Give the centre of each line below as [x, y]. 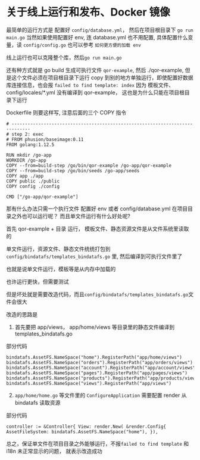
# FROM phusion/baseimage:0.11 [45, 139]
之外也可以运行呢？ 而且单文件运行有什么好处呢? [71, 216]
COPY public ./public [33, 181]
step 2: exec [28, 134]
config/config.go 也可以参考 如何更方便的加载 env [82, 45]
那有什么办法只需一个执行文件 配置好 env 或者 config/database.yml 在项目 [97, 209]
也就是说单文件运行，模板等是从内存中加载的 [61, 269]
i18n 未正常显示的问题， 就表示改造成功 [54, 451]
